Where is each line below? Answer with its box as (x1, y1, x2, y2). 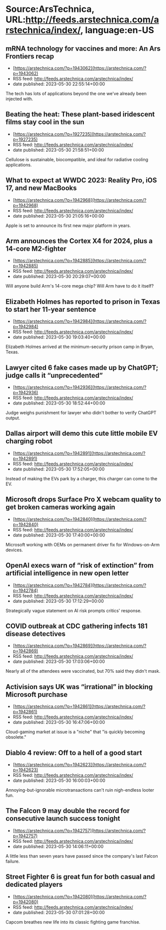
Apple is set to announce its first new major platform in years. (5, 222, 131, 229)
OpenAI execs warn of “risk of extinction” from (5, 561, 154, 570)
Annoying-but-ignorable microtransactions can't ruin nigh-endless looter (5, 787, 155, 793)
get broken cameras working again (5, 503, 115, 512)
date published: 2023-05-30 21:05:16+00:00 (12, 213, 105, 219)
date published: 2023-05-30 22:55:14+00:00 (12, 81, 106, 87)
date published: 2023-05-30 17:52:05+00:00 (12, 466, 105, 472)
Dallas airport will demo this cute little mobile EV (5, 429, 158, 438)
